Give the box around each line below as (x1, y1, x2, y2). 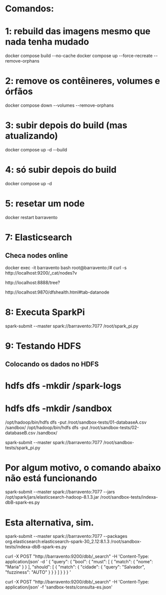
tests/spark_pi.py (5, 445, 41, 450)
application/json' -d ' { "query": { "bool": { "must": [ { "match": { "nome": (5, 559, 153, 565)
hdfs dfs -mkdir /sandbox (5, 403, 112, 414)
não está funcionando (5, 472, 98, 484)
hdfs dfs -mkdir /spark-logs (5, 380, 121, 391)
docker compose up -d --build (5, 147, 67, 152)
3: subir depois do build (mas (5, 120, 128, 131)
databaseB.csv (5, 430, 36, 436)
